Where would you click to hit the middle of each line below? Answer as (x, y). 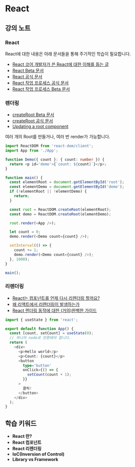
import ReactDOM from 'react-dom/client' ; (49, 146)
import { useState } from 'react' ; (42, 320)
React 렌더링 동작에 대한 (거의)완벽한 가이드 (54, 310)
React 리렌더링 (27, 449)
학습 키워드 (21, 423)
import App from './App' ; (32, 151)
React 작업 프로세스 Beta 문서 (41, 89)
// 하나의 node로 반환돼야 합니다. (40, 338)
